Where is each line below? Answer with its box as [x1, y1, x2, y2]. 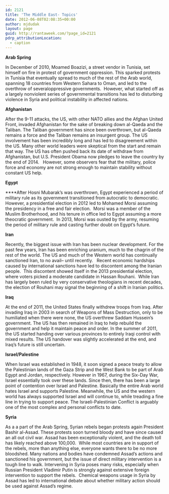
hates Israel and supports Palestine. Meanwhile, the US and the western [5, 388, 155, 394]
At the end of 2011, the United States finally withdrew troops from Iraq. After [5, 304, 163, 310]
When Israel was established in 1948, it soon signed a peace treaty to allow [5, 361, 162, 367]
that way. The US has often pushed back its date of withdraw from [5, 148, 144, 154]
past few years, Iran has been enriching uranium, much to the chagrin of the [5, 246, 164, 253]
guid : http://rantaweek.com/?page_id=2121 [5, 31, 96, 36]
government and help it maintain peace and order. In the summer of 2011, [5, 325, 158, 332]
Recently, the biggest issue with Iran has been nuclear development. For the [5, 241, 164, 247]
